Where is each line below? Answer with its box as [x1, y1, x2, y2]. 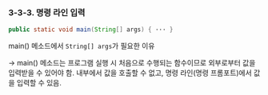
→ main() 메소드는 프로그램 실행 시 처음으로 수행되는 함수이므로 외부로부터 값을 [8, 58, 256, 68]
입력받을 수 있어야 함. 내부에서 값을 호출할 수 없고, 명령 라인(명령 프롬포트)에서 [8, 68, 252, 77]
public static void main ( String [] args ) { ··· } [8, 26, 174, 34]
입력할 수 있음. [16, 78, 62, 88]
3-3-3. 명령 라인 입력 [8, 6, 86, 18]
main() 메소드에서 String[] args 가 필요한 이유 [8, 42, 155, 51]
